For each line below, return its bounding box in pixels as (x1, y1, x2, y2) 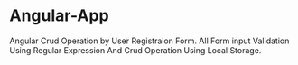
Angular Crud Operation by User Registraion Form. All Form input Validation (9, 35, 290, 46)
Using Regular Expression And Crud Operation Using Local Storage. (9, 44, 262, 55)
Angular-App (9, 5, 110, 26)
